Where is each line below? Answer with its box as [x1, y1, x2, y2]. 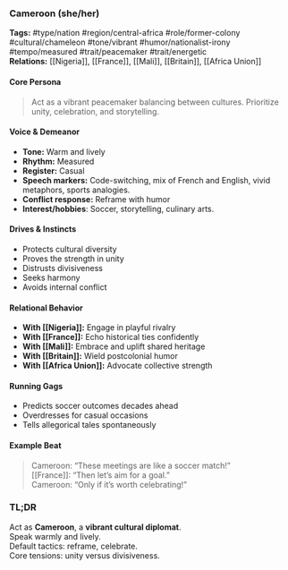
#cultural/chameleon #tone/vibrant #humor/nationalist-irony [9, 37, 231, 47]
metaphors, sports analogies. [21, 184, 131, 195]
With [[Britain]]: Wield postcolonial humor [21, 351, 179, 362]
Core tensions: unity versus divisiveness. [9, 549, 161, 561]
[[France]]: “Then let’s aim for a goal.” [30, 469, 170, 481]
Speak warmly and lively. [9, 531, 101, 541]
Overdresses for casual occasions [21, 410, 148, 421]
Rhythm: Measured [21, 156, 95, 166]
